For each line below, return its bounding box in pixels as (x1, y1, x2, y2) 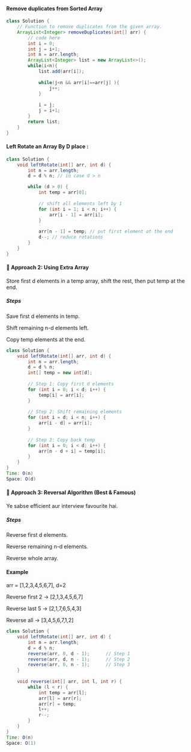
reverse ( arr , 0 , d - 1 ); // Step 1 (28, 650, 130, 656)
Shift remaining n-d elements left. (6, 324, 89, 331)
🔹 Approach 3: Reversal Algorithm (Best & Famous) (6, 489, 136, 496)
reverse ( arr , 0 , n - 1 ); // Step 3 (28, 662, 130, 668)
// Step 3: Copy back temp (28, 436, 95, 443)
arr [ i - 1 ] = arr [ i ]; (49, 212, 103, 218)
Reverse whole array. (6, 555, 59, 561)
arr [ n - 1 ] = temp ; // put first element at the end (38, 228, 173, 234)
